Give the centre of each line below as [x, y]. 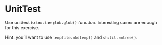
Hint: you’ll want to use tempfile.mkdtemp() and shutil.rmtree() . [71, 37]
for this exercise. [22, 27]
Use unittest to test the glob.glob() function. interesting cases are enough [81, 22]
